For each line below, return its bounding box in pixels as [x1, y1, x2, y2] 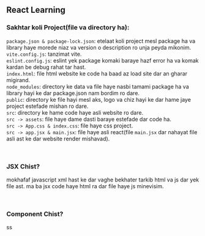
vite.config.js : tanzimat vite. [6, 50, 82, 58]
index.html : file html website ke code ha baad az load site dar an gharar [6, 70, 188, 77]
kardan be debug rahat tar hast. [6, 63, 86, 70]
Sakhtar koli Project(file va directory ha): [6, 23, 130, 32]
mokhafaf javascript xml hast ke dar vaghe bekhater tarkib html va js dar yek [6, 176, 199, 183]
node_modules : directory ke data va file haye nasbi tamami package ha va [6, 83, 189, 90]
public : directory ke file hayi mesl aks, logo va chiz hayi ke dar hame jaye [6, 96, 192, 103]
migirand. [6, 76, 31, 83]
